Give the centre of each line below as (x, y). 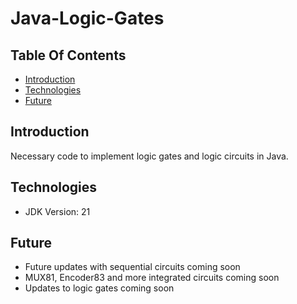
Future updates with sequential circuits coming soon (132, 267)
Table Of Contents (68, 55)
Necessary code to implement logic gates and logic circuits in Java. (149, 156)
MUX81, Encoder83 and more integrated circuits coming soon (152, 278)
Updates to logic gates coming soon (99, 288)
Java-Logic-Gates (87, 18)
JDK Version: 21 (57, 211)
